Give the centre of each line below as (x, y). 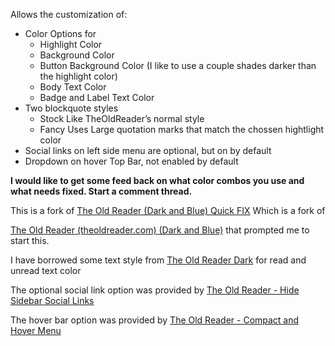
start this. (30, 240)
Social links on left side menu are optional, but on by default (148, 150)
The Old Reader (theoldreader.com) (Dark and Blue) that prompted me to (160, 230)
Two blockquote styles (71, 108)
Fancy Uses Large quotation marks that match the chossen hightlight (182, 129)
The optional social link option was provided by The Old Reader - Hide (155, 290)
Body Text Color (73, 87)
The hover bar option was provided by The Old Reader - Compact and (155, 320)
